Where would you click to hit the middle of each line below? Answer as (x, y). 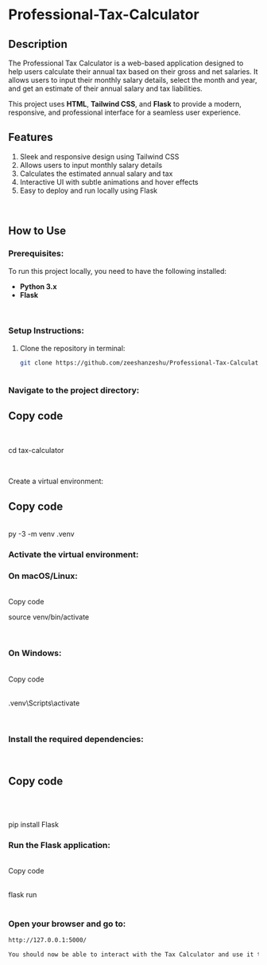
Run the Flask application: (60, 845)
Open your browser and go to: (67, 924)
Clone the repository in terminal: (72, 348)
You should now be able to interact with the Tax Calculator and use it (131, 955)
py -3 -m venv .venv (41, 534)
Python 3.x (38, 286)
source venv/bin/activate (49, 617)
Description (38, 44)
